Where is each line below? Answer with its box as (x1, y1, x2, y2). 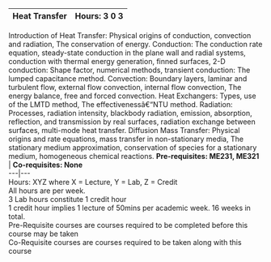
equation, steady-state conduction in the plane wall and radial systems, (8, 48, 247, 58)
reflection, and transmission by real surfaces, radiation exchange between (8, 117, 256, 127)
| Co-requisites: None (8, 160, 83, 170)
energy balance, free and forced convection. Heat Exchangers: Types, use (8, 91, 256, 101)
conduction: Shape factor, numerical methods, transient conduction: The (8, 65, 251, 75)
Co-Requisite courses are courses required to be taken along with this (8, 238, 242, 247)
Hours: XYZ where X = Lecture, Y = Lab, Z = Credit (8, 178, 178, 187)
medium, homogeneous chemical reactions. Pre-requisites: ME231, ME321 (8, 152, 260, 161)
